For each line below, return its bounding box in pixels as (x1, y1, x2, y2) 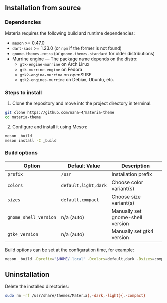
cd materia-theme (5, 114, 41, 120)
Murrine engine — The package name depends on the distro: (12, 56, 138, 62)
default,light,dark (61, 182, 107, 188)
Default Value (67, 162, 100, 169)
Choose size (111, 193, 141, 200)
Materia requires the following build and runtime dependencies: (5, 30, 135, 36)
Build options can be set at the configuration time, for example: (5, 247, 134, 253)
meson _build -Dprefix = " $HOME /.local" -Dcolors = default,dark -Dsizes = (5, 256, 155, 261)
